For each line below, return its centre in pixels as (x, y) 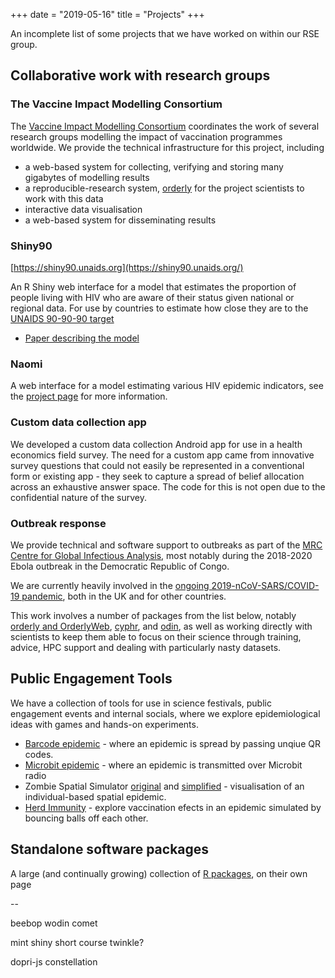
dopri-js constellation (54, 961)
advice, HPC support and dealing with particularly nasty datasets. (146, 647)
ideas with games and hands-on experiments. (104, 724)
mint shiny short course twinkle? (77, 942)
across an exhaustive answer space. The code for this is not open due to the (168, 486)
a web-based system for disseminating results (120, 220)
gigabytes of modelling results (87, 177)
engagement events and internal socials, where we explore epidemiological (165, 713)
